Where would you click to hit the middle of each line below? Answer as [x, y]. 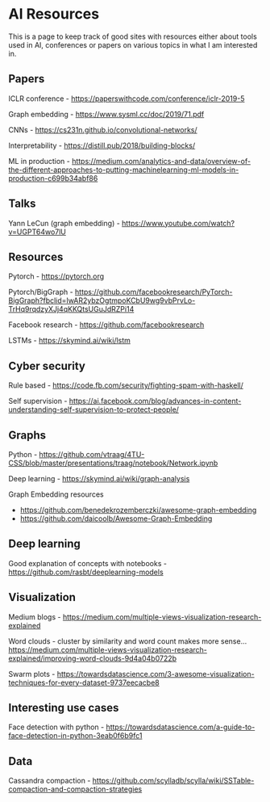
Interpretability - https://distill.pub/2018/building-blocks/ [102, 145]
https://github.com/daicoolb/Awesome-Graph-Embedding [116, 519]
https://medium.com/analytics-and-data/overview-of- [161, 161]
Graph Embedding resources [56, 494]
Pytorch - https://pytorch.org [56, 276]
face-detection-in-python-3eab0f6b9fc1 [75, 736]
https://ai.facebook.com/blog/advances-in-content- [155, 401]
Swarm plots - [32, 674]
